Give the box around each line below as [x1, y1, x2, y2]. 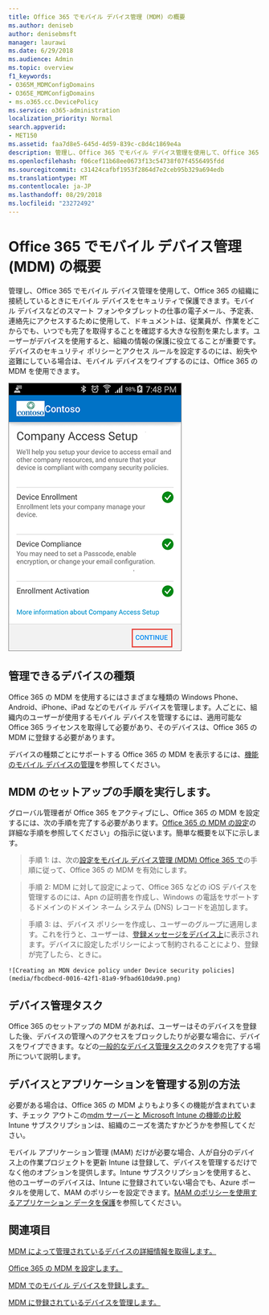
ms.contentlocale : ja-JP [8, 182, 92, 190]
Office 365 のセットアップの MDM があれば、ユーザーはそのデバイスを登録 [8, 1022, 257, 1031]
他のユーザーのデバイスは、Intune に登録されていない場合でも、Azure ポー [8, 1178, 256, 1187]
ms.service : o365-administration [8, 106, 120, 114]
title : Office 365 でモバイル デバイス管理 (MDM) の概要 [8, 13, 186, 21]
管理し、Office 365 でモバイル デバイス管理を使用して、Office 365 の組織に [8, 285, 259, 295]
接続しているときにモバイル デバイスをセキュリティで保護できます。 [8, 296, 234, 305]
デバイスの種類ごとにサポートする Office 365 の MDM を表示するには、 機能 [8, 749, 259, 759]
